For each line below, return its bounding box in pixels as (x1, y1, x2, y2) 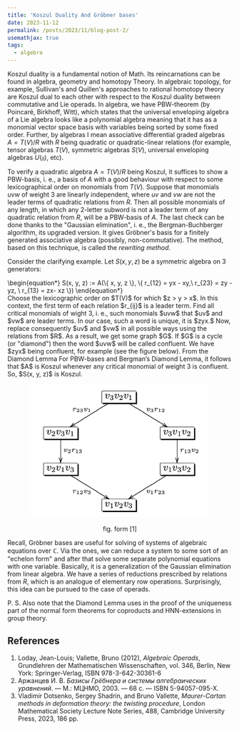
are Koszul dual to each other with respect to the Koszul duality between (7, 93, 221, 101)
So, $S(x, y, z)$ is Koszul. (7, 370, 83, 378)
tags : (7, 41, 24, 49)
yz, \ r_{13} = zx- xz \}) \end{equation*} (7, 286, 123, 294)
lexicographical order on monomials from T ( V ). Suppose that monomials (7, 183, 220, 191)
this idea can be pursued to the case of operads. (7, 585, 151, 594)
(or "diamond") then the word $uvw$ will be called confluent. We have (7, 339, 215, 348)
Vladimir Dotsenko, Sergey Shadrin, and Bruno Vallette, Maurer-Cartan (17, 691, 226, 700)
